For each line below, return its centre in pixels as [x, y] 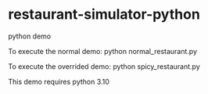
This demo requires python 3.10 [59, 81]
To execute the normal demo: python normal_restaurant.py [103, 51]
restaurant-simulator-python [104, 14]
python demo [30, 36]
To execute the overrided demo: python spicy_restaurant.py [104, 66]
